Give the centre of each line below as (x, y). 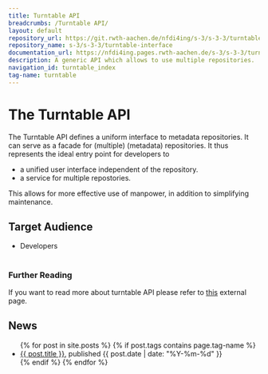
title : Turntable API (44, 16)
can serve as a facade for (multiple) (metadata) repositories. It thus (118, 145)
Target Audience (51, 227)
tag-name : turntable (43, 75)
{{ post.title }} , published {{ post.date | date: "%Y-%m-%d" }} (121, 353)
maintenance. (31, 201)
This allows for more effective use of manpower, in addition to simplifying (129, 193)
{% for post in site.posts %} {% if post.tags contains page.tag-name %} (138, 345)
